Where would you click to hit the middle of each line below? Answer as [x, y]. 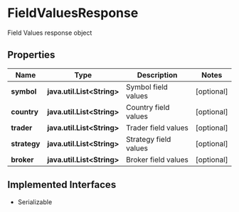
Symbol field [147, 87]
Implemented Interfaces [62, 185]
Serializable [35, 202]
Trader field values [157, 128]
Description [157, 74]
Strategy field [148, 139]
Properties [31, 55]
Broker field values [157, 160]
